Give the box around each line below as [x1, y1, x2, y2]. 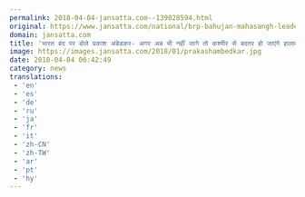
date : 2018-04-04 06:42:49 [9, 55, 112, 64]
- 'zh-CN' [13, 140, 51, 149]
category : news [9, 64, 67, 74]
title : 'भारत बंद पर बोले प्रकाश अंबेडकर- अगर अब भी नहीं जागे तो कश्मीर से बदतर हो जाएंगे [9, 38, 280, 48]
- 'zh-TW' [13, 148, 51, 157]
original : [9, 22, 47, 31]
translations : [9, 73, 64, 82]
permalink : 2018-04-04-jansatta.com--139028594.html [9, 13, 213, 23]
